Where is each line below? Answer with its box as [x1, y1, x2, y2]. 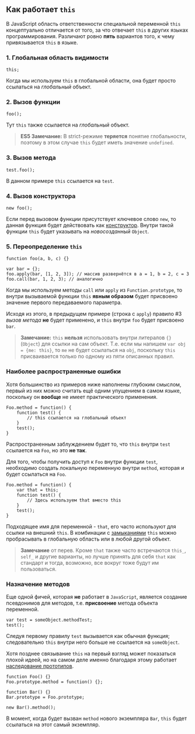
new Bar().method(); [6, 704, 57, 711]
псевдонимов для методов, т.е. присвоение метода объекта [6, 599, 158, 606]
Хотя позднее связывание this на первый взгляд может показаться [6, 650, 176, 657]
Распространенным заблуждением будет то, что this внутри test [6, 441, 170, 448]
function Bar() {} [6, 689, 51, 695]
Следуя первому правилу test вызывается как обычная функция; [6, 632, 170, 639]
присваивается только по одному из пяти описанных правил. [20, 353, 174, 360]
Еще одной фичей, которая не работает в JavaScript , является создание [6, 593, 187, 600]
